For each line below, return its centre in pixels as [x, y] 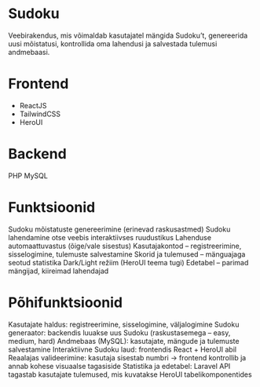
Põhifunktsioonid [66, 302]
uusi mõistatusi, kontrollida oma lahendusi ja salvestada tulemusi [113, 43]
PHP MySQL [28, 175]
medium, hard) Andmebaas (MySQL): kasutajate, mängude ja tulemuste [124, 341]
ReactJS [33, 105]
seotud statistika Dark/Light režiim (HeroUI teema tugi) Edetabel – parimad [128, 262]
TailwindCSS [40, 114]
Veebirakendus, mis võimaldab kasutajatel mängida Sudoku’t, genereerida [128, 35]
